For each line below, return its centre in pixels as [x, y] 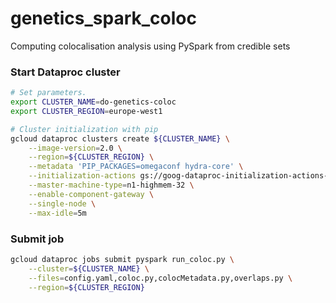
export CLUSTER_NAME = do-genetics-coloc [93, 102]
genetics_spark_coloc [103, 18]
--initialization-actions [82, 176]
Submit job [37, 239]
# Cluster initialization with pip [84, 129]
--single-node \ [62, 203]
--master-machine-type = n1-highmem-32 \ [111, 185]
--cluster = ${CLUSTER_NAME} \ [89, 268]
